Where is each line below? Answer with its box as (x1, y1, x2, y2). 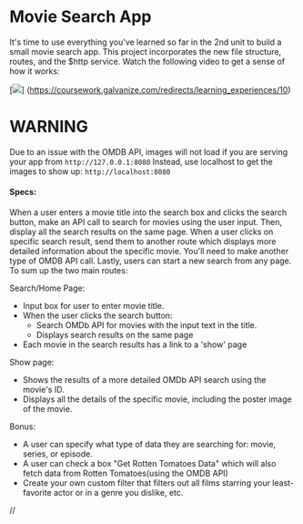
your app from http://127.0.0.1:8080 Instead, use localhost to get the (9, 156, 273, 167)
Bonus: (9, 421, 36, 432)
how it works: (9, 66, 60, 77)
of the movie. (22, 404, 73, 415)
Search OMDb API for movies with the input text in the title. (35, 320, 258, 331)
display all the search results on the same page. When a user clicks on (9, 226, 274, 238)
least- (272, 478, 294, 488)
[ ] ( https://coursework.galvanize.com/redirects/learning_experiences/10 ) (9, 84, 291, 95)
